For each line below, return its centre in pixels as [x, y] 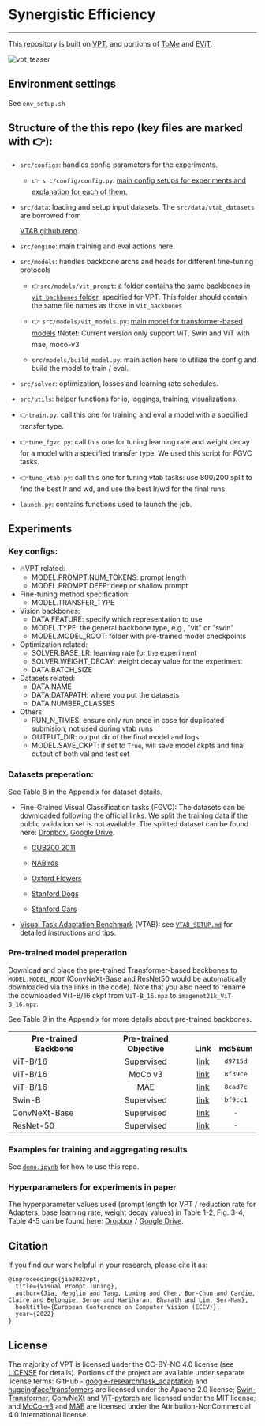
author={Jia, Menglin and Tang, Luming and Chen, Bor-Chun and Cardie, [136, 1294]
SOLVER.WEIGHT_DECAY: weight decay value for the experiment [137, 661]
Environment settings [62, 84]
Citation [28, 1246]
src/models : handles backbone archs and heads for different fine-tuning [136, 261]
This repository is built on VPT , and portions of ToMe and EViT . [110, 43]
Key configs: [33, 551]
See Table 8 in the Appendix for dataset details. [85, 792]
